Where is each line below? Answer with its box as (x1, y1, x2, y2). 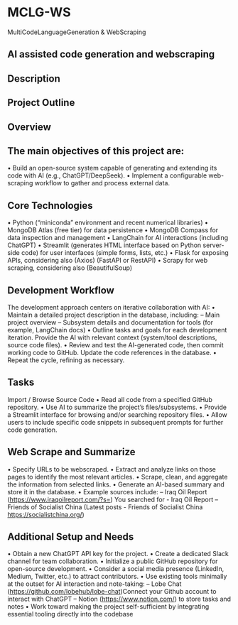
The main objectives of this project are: (7, 145, 185, 157)
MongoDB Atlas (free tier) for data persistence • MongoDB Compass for (7, 226, 219, 234)
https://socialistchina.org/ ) (7, 510, 85, 518)
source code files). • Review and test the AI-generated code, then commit (7, 340, 224, 349)
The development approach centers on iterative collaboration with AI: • (7, 303, 215, 311)
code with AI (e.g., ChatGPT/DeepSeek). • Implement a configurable (7, 171, 207, 180)
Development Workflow (7, 284, 115, 296)
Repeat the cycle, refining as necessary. (7, 356, 125, 364)
